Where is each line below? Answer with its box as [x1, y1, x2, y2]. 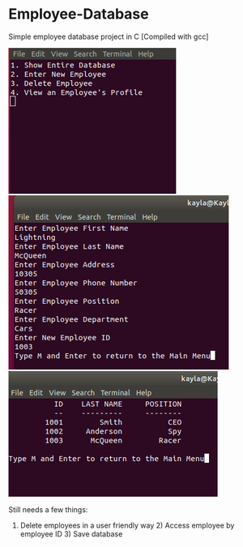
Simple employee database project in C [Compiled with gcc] [8, 32, 209, 41]
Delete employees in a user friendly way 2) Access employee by [19, 520, 235, 530]
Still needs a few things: [8, 504, 88, 515]
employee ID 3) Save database [19, 528, 123, 539]
